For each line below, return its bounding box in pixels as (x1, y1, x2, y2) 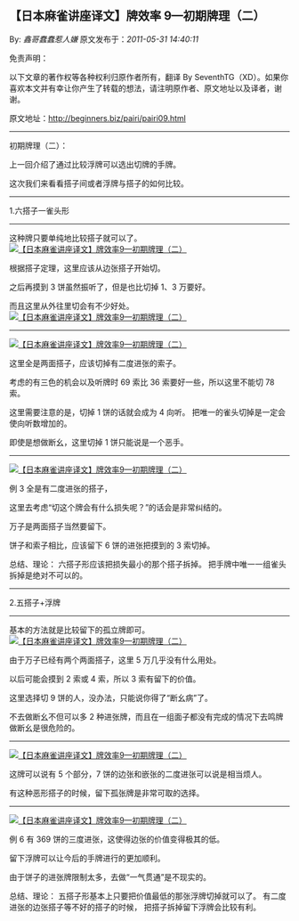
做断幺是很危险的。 (9, 722, 80, 733)
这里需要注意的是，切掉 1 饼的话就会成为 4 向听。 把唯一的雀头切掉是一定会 (9, 406, 287, 417)
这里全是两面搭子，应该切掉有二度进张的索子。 (9, 357, 181, 368)
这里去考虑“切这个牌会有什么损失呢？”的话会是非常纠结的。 (9, 501, 227, 512)
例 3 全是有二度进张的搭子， (9, 483, 113, 493)
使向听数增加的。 (9, 418, 72, 428)
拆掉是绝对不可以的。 (9, 569, 87, 581)
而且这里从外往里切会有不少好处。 (9, 300, 134, 311)
